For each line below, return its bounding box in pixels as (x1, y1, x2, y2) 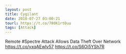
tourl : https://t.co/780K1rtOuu (5, 20, 71, 26)
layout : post (5, 7, 32, 12)
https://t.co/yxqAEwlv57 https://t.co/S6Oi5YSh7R (5, 44, 104, 50)
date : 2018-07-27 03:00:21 (5, 16, 60, 21)
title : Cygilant (5, 12, 38, 17)
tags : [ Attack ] (5, 25, 36, 30)
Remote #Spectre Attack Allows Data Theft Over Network (5, 38, 121, 44)
